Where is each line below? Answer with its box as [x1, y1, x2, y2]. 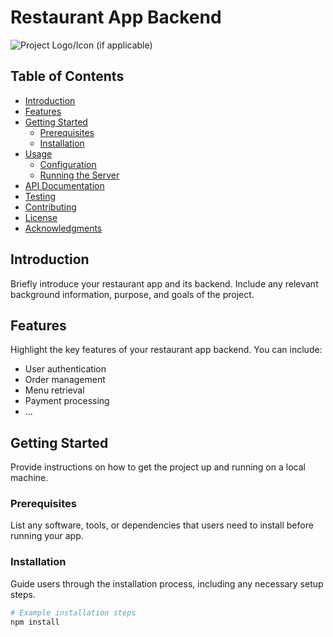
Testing [24, 190, 57, 202]
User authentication [24, 363, 107, 375]
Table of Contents [10, 68, 125, 85]
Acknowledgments [24, 222, 103, 234]
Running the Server [39, 169, 120, 181]
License [24, 211, 58, 223]
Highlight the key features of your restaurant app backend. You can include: [10, 344, 323, 356]
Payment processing [24, 395, 110, 407]
